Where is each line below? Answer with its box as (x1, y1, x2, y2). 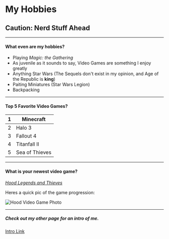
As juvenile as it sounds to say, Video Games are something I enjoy (12, 60, 151, 66)
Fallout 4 (16, 133, 37, 140)
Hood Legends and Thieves (5, 180, 63, 186)
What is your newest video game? (5, 168, 78, 174)
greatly (12, 66, 28, 72)
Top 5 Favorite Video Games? (5, 103, 68, 109)
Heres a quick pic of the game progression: (5, 189, 95, 195)
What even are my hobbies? (5, 43, 65, 49)
